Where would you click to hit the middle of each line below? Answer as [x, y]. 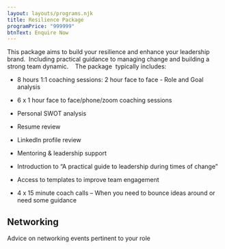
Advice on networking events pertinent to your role [79, 238]
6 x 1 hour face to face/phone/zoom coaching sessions [94, 101]
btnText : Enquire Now [38, 32]
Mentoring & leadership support [62, 153]
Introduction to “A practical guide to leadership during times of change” [117, 167]
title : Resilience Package [45, 20]
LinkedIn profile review [49, 140]
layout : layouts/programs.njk [50, 13]
